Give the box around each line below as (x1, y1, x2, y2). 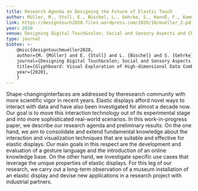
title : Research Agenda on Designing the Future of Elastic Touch (6, 8, 173, 15)
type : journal (6, 36, 41, 42)
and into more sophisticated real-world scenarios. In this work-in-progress (6, 116, 187, 123)
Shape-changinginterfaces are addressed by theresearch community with (6, 91, 186, 98)
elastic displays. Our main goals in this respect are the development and (6, 141, 181, 148)
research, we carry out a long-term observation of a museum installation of (6, 166, 189, 173)
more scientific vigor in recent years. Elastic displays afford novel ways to (6, 97, 185, 104)
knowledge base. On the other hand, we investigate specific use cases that (6, 153, 189, 160)
